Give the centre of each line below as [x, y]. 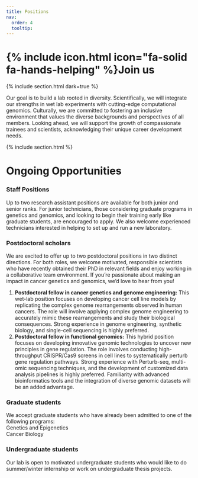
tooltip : [22, 28]
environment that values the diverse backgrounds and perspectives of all [95, 117]
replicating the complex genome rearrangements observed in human [98, 305]
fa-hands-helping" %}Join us [80, 70]
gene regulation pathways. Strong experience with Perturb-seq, [92, 361]
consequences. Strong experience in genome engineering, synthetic [98, 324]
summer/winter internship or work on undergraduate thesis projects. [89, 469]
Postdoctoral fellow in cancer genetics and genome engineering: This [102, 292]
